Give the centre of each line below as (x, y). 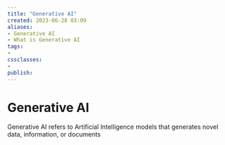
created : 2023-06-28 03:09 (47, 20)
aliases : (20, 27)
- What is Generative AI (44, 40)
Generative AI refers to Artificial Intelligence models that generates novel (113, 127)
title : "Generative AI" (42, 14)
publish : (20, 72)
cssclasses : (25, 60)
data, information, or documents (54, 134)
